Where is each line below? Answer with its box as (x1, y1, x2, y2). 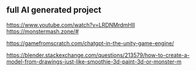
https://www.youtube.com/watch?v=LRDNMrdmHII (6, 21, 135, 28)
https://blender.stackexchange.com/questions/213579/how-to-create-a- (6, 51, 190, 59)
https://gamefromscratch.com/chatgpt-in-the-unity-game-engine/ (6, 39, 174, 47)
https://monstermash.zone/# (6, 28, 79, 35)
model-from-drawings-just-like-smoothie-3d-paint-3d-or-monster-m (6, 58, 182, 65)
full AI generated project (6, 5, 101, 15)
